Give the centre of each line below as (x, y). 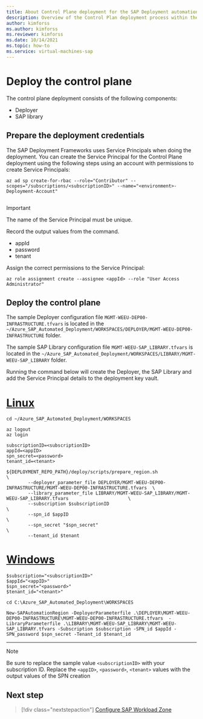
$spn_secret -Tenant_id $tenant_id (86, 635)
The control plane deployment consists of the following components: (92, 98)
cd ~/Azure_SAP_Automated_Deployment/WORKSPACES (69, 419)
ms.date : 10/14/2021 (32, 40)
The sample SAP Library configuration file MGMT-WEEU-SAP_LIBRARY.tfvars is (100, 347)
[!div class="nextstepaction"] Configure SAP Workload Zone (96, 710)
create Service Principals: (38, 169)
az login (17, 435)
